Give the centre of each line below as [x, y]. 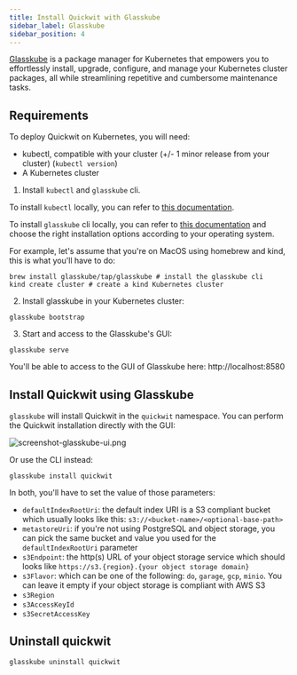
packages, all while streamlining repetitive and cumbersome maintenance [143, 78]
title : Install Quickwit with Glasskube [85, 17]
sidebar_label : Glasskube [57, 26]
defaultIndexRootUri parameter [80, 548]
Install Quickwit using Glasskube [102, 395]
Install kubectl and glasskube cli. [81, 190]
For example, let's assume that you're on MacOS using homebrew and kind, [147, 251]
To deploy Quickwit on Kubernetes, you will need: [100, 137]
